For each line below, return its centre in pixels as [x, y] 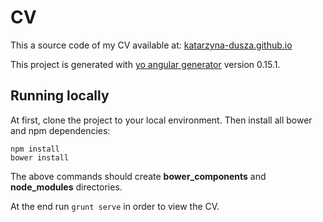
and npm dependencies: [60, 130]
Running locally [60, 96]
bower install [40, 157]
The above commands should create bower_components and [138, 176]
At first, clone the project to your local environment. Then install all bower [161, 120]
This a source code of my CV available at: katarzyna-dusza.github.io [151, 45]
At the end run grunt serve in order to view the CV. [115, 206]
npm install [35, 149]
